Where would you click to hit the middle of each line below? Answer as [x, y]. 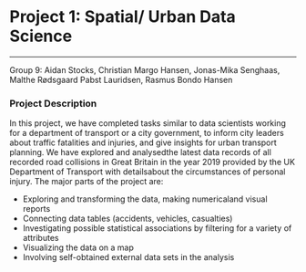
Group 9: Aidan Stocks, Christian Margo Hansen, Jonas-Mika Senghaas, [145, 69]
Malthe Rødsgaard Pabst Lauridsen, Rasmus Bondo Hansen [121, 79]
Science [41, 36]
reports [36, 209]
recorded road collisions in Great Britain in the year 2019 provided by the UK [153, 162]
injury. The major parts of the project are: [87, 182]
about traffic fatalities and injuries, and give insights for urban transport [143, 142]
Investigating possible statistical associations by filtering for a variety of [157, 228]
